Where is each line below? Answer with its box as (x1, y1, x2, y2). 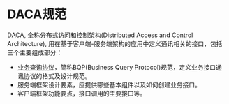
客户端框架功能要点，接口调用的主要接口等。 (17, 89, 147, 98)
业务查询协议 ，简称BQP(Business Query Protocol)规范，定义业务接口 (17, 63, 216, 71)
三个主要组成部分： (7, 48, 63, 57)
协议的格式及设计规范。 (23, 71, 91, 80)
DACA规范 (7, 6, 67, 22)
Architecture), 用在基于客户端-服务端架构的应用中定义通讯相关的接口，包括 (7, 39, 223, 47)
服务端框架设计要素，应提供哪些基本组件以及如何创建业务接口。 (17, 80, 201, 89)
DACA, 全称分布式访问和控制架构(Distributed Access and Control (7, 31, 193, 39)
